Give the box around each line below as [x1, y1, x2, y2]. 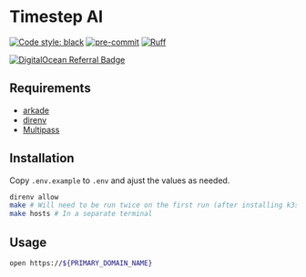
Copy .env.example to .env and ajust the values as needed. [9, 175, 230, 186]
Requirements [9, 80, 91, 97]
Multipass [22, 124, 60, 135]
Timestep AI [9, 6, 103, 27]
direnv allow [9, 192, 59, 201]
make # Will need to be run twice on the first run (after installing [9, 200, 283, 210]
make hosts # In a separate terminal [9, 210, 153, 219]
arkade [22, 105, 50, 116]
